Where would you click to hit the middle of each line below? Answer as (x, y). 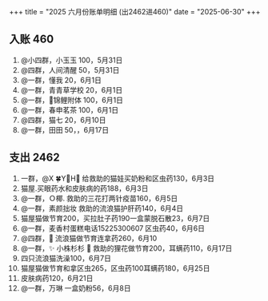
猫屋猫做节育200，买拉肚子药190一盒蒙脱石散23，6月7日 (115, 218)
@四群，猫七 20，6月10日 (63, 120)
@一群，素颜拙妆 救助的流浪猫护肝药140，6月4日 (102, 208)
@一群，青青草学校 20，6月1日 (72, 89)
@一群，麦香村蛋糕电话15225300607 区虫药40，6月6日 (112, 228)
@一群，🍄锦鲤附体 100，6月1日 (72, 100)
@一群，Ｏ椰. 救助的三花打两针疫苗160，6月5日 (99, 198)
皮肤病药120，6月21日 (57, 278)
